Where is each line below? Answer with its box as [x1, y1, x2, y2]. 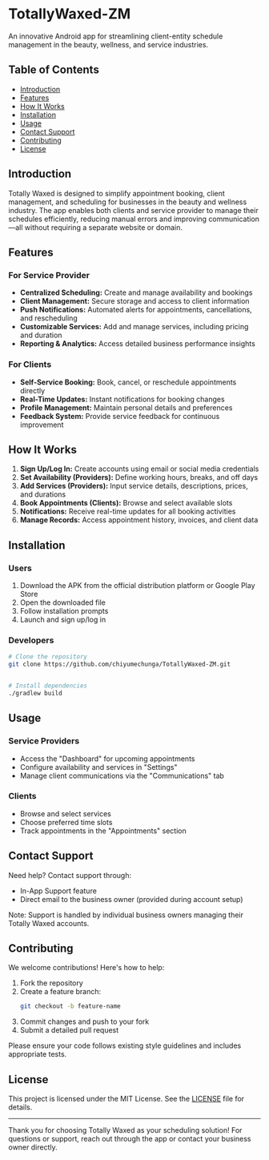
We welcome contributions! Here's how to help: [8, 963, 165, 973]
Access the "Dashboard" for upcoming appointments [19, 754, 195, 763]
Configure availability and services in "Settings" [19, 762, 178, 771]
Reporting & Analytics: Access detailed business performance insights [19, 339, 256, 348]
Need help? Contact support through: [8, 870, 132, 880]
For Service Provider [8, 269, 90, 280]
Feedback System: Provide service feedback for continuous [19, 411, 220, 421]
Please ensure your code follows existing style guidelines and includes [8, 1041, 242, 1050]
